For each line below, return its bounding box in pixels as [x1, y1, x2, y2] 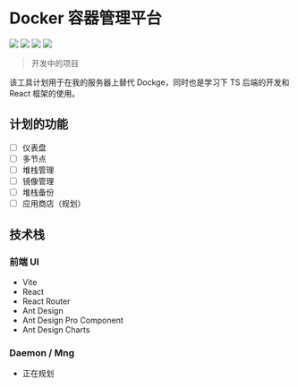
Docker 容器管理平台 [9, 8, 163, 29]
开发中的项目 [30, 57, 79, 68]
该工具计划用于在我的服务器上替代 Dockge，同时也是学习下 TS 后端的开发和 [9, 77, 290, 88]
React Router [21, 296, 71, 307]
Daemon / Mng [9, 346, 75, 358]
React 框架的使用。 [9, 88, 81, 98]
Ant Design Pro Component [21, 315, 123, 325]
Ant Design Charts [21, 324, 90, 335]
